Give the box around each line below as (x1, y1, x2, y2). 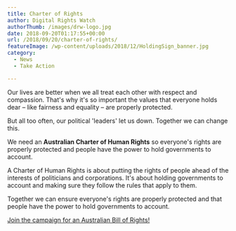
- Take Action (13, 62, 55, 70)
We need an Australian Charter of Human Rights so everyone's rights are (7, 138, 222, 146)
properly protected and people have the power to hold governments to (7, 145, 211, 153)
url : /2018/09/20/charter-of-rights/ (7, 37, 118, 44)
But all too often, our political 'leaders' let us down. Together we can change (7, 117, 228, 125)
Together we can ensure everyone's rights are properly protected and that (7, 194, 223, 203)
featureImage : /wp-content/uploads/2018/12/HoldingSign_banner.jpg (7, 43, 209, 50)
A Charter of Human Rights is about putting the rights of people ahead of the (7, 166, 229, 174)
